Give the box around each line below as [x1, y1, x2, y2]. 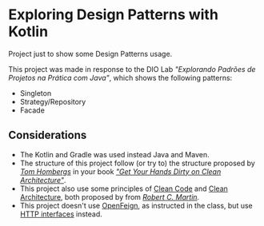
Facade [19, 105, 46, 115]
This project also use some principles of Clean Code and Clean [19, 184, 228, 193]
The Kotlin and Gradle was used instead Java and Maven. [19, 149, 210, 159]
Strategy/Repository [19, 97, 86, 106]
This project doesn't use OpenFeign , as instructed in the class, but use [19, 200, 254, 210]
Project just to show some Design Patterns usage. [8, 49, 173, 58]
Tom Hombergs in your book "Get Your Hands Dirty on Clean [19, 166, 222, 176]
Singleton [19, 88, 52, 97]
